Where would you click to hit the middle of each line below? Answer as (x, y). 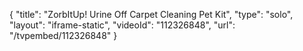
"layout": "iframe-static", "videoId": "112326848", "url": (122, 25)
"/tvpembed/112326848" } (63, 35)
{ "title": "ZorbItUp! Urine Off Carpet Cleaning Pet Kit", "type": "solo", (151, 14)
